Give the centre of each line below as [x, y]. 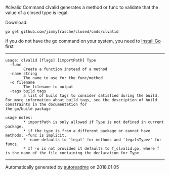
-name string [24, 74]
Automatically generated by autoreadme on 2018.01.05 [62, 167]
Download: [16, 22]
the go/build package [28, 109]
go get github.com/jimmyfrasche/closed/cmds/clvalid [62, 32]
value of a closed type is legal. [37, 13]
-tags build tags [28, 91]
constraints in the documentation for [46, 104]
